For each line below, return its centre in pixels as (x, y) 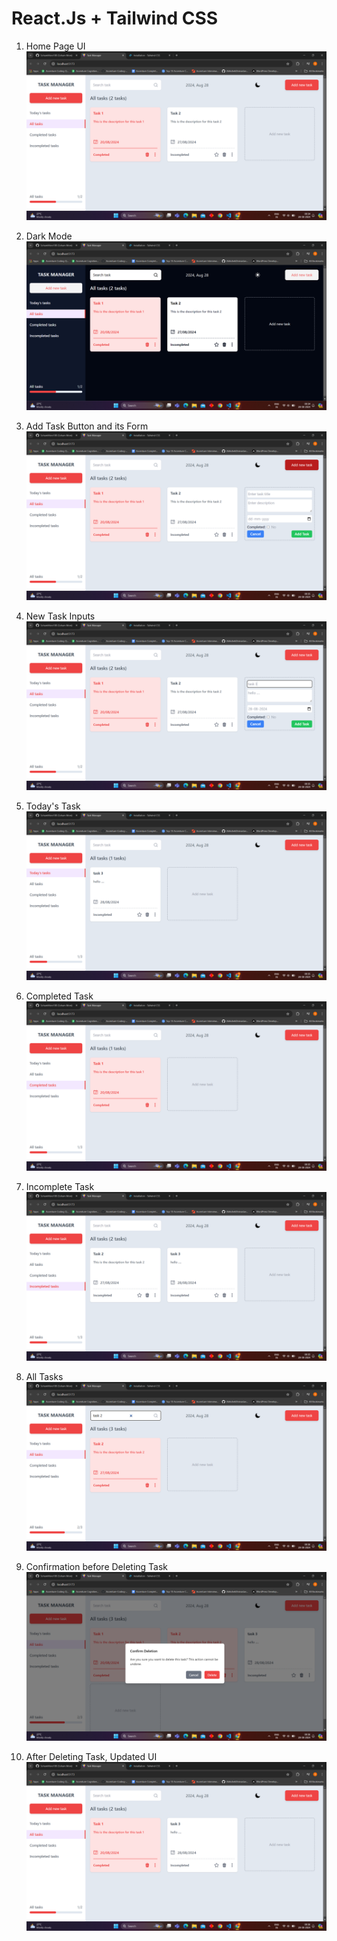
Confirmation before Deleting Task (97, 1566)
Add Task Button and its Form (87, 426)
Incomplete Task (60, 1186)
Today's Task (53, 806)
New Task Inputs (60, 616)
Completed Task (59, 996)
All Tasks (44, 1376)
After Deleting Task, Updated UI (91, 1756)
